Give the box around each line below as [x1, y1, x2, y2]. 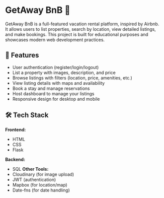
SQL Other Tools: [12, 166, 49, 172]
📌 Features [5, 51, 39, 60]
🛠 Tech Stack [5, 111, 49, 120]
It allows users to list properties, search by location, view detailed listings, [5, 26, 156, 32]
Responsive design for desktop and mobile [12, 96, 100, 102]
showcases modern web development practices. [5, 37, 105, 43]
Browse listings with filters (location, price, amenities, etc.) [12, 74, 133, 81]
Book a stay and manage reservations [12, 85, 90, 91]
